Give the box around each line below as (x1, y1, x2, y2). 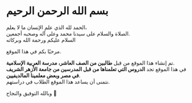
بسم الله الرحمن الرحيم (6, 4, 109, 18)
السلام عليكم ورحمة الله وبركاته (6, 36, 76, 43)
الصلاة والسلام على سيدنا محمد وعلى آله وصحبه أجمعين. (6, 30, 130, 37)
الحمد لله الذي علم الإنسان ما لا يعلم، (6, 24, 87, 31)
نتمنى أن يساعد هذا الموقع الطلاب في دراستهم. (6, 78, 110, 85)
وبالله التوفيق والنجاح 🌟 (6, 89, 58, 96)
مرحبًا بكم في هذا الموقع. (6, 47, 61, 54)
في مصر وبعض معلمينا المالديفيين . (6, 72, 81, 79)
